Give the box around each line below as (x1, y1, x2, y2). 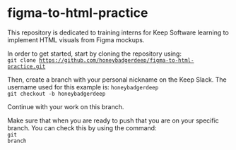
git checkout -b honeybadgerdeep (7, 90, 106, 97)
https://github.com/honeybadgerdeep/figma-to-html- (38, 56, 194, 64)
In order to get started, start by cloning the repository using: (7, 49, 182, 58)
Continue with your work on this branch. (7, 102, 124, 111)
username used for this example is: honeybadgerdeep (7, 82, 159, 91)
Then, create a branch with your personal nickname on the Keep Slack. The (7, 75, 228, 84)
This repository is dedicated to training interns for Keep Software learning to (7, 28, 230, 37)
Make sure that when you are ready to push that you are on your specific (7, 116, 219, 125)
